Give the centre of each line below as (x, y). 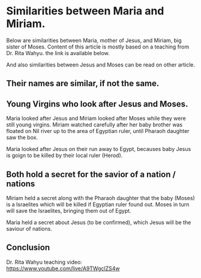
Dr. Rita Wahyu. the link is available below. (58, 53)
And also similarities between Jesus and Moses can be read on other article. (101, 65)
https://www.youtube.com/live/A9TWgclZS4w (63, 268)
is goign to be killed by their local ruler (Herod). (64, 155)
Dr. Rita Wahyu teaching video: (44, 262)
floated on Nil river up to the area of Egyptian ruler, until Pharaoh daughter (98, 131)
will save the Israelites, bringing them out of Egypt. (69, 210)
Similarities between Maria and (85, 11)
